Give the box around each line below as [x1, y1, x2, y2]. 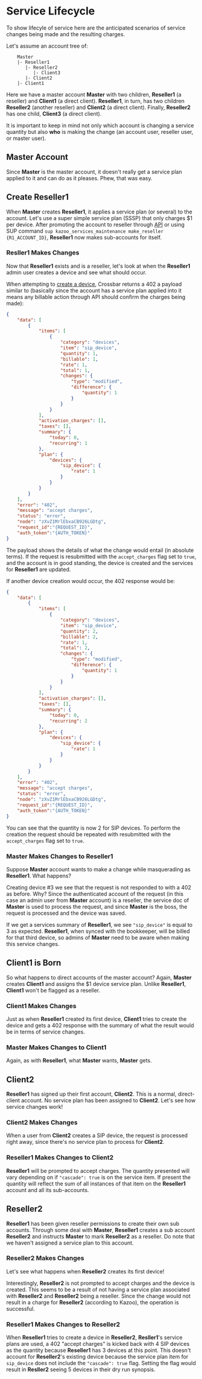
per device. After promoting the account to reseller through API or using [6, 221, 185, 228]
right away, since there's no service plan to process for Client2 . [6, 1138, 165, 1146]
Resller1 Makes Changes [6, 248, 80, 257]
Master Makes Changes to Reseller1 [6, 852, 113, 860]
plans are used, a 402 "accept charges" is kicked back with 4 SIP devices [6, 1340, 190, 1348]
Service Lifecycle [6, 4, 95, 18]
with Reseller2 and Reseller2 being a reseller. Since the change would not [6, 1292, 191, 1299]
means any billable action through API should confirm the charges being [6, 293, 186, 300]
